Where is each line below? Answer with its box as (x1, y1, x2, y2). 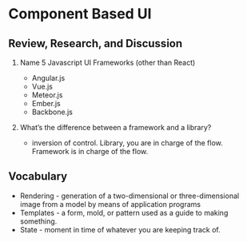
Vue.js (31, 81, 54, 91)
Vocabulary (8, 169, 68, 184)
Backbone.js (31, 107, 74, 117)
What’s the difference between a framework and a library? (19, 123, 212, 132)
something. (19, 216, 58, 226)
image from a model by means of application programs (19, 199, 201, 208)
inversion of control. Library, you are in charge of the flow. (31, 138, 224, 148)
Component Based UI (8, 5, 152, 23)
